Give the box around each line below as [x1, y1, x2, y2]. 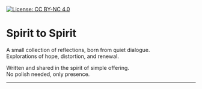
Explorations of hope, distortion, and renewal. [6, 53, 119, 60]
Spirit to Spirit [6, 27, 77, 40]
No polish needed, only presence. [6, 70, 90, 78]
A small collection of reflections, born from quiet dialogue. [6, 46, 150, 53]
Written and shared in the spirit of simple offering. [6, 64, 129, 71]
